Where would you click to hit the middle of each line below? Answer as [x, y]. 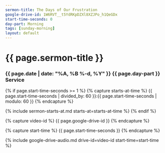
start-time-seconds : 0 [29, 19]
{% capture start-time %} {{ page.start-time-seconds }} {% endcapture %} [83, 130]
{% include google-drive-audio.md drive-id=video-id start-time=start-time [82, 140]
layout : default [22, 33]
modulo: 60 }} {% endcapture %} [39, 101]
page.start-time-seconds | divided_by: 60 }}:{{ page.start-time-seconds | [81, 96]
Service [15, 80]
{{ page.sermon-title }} [54, 58]
